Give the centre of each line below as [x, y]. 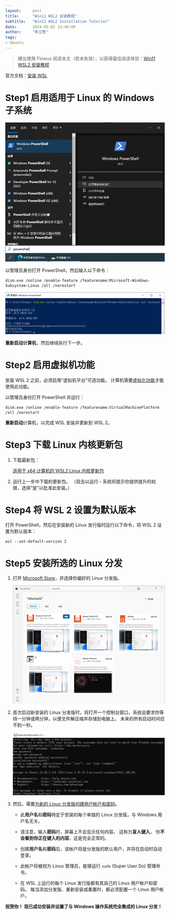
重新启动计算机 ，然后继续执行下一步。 [45, 342]
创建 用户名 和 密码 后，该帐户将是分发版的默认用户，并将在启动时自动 [91, 849]
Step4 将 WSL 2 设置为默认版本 [71, 510]
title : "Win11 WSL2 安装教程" [41, 16]
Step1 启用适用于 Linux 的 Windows [80, 98]
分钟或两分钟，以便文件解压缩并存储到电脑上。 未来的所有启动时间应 [93, 718]
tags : [11, 37]
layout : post [24, 11]
